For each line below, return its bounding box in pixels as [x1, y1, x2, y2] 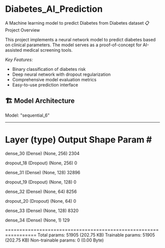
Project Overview [5, 27, 40, 33]
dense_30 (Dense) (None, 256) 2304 [5, 150, 80, 156]
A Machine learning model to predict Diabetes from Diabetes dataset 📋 [5, 20, 150, 26]
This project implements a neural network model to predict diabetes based [5, 36, 156, 42]
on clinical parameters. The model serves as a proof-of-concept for [5, 42, 142, 48]
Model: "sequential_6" [5, 112, 50, 118]
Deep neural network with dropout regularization [12, 71, 111, 77]
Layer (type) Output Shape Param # [5, 134, 152, 145]
